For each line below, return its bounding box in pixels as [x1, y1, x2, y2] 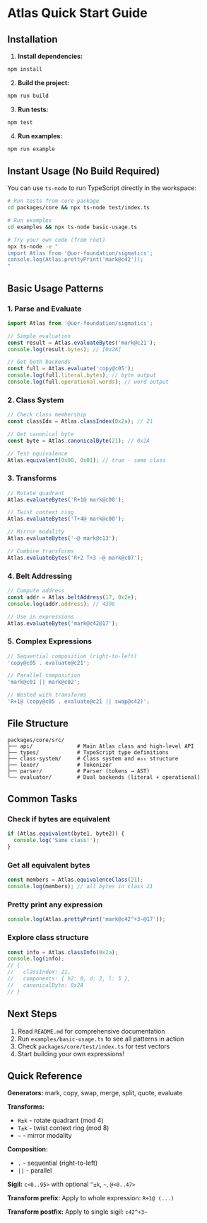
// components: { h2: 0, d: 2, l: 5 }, [7, 975, 131, 983]
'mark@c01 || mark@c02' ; [7, 679, 81, 686]
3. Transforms [7, 473, 57, 483]
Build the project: [17, 78, 69, 87]
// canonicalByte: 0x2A [7, 981, 83, 989]
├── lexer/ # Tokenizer [7, 761, 112, 768]
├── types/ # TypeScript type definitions [7, 748, 170, 756]
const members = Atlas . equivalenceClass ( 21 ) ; [7, 876, 143, 884]
